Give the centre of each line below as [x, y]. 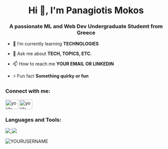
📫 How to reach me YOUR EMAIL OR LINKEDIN [63, 64]
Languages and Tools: [33, 119]
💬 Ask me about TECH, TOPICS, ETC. [52, 54]
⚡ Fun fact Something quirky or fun [50, 76]
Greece [86, 33]
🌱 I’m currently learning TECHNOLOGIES [56, 44]
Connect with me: [28, 91]
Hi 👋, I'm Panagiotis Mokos [86, 10]
